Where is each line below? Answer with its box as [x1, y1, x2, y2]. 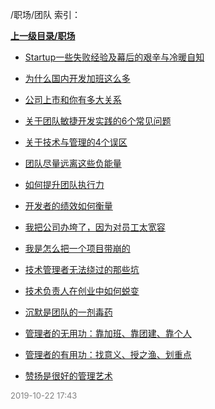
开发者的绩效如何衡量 [24, 200, 113, 212]
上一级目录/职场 [10, 30, 76, 42]
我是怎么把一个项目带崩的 [24, 243, 131, 254]
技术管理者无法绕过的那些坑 [24, 264, 140, 275]
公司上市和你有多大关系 [24, 94, 122, 105]
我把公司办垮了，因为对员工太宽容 [24, 221, 166, 233]
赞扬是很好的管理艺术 [24, 370, 113, 382]
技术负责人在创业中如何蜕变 [24, 285, 140, 297]
